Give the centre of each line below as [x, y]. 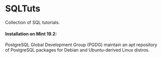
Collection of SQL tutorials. [33, 22]
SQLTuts [23, 9]
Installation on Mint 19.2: [31, 34]
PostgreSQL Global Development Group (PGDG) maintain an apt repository [81, 45]
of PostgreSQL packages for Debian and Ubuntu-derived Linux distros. [77, 50]
